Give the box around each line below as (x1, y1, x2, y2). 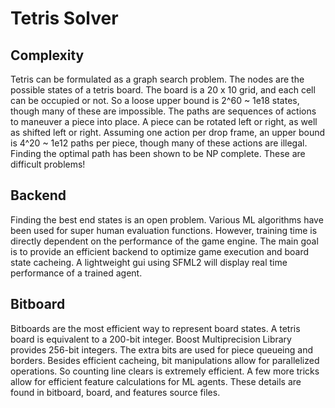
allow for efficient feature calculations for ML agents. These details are (10, 375, 302, 387)
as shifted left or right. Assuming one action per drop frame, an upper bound (10, 127, 326, 138)
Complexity (10, 47, 85, 64)
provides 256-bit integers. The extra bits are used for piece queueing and (10, 343, 313, 356)
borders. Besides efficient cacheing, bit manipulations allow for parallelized (10, 354, 320, 366)
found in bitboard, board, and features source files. (10, 386, 221, 398)
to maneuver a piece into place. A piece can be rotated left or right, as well (10, 116, 318, 127)
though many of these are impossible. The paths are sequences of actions (10, 105, 317, 117)
